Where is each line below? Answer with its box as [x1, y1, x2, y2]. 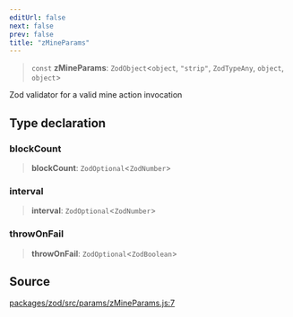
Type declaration [9, 116, 106, 131]
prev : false [9, 30, 54, 39]
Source [9, 274, 51, 289]
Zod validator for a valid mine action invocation [9, 90, 183, 100]
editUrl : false [9, 13, 66, 22]
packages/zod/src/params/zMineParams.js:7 [9, 297, 176, 309]
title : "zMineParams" [9, 38, 90, 47]
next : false [9, 21, 54, 30]
